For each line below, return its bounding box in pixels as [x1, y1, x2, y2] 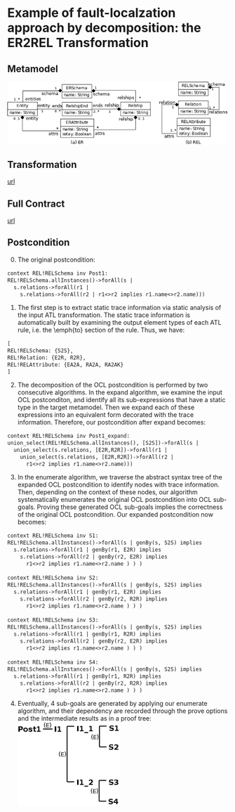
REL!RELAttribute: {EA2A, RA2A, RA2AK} [7, 361, 124, 368]
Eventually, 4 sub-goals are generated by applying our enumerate [17, 699, 208, 707]
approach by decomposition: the [7, 20, 201, 36]
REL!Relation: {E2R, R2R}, [7, 354, 86, 361]
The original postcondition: [17, 255, 95, 264]
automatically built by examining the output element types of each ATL [17, 318, 222, 326]
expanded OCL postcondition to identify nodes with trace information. [17, 480, 220, 489]
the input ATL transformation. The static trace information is [17, 311, 191, 319]
